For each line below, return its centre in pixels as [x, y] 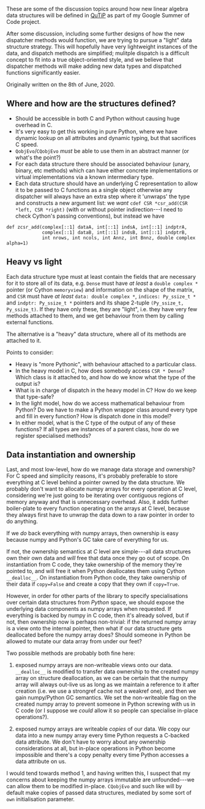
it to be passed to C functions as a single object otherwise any [94, 190]
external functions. [30, 322]
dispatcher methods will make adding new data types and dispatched [94, 66]
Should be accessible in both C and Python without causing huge [98, 118]
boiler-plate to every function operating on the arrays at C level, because [98, 508]
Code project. [24, 22]
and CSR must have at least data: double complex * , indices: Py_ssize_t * [101, 296]
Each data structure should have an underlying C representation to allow [106, 183]
